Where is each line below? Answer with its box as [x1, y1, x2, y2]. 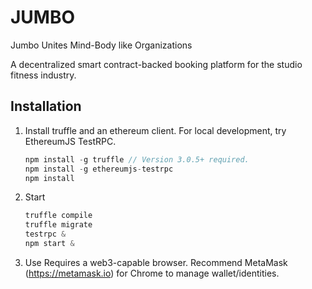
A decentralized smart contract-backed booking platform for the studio [10, 58, 303, 70]
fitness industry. [10, 69, 77, 81]
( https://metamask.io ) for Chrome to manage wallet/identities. [24, 267, 280, 279]
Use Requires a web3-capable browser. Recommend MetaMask [24, 256, 288, 268]
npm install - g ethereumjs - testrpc [24, 164, 174, 174]
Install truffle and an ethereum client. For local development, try [24, 124, 287, 136]
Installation [10, 98, 82, 115]
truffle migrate [24, 220, 93, 230]
